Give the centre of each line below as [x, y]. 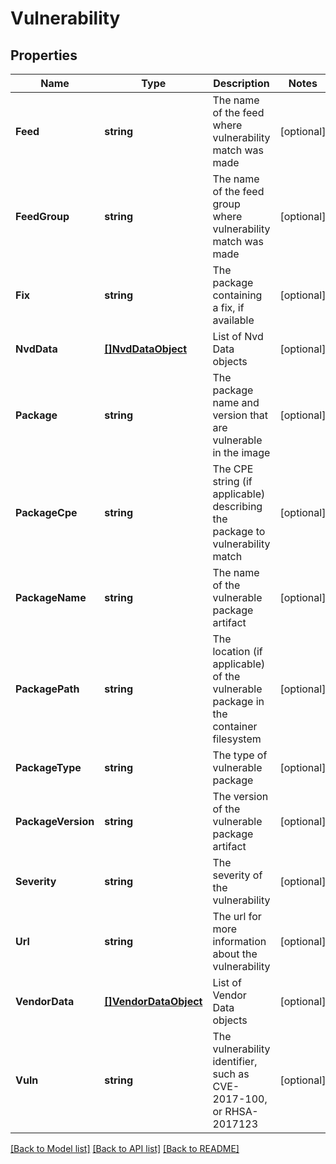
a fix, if [228, 307]
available [233, 320]
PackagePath [47, 689]
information [239, 941]
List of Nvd [238, 336]
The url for [237, 916]
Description [241, 83]
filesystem [237, 739]
